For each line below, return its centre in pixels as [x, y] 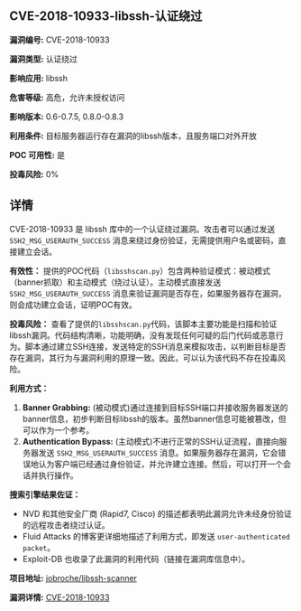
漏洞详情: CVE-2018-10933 [59, 597]
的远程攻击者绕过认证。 [66, 525]
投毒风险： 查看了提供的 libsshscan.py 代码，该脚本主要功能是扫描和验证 [143, 324]
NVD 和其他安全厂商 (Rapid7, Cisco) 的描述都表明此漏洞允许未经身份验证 [157, 513]
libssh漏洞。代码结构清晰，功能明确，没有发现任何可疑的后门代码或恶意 [143, 335]
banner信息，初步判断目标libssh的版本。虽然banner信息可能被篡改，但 [154, 418]
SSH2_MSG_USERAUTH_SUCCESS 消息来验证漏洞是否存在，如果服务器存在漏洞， [148, 293]
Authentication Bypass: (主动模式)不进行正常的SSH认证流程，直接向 [150, 441]
